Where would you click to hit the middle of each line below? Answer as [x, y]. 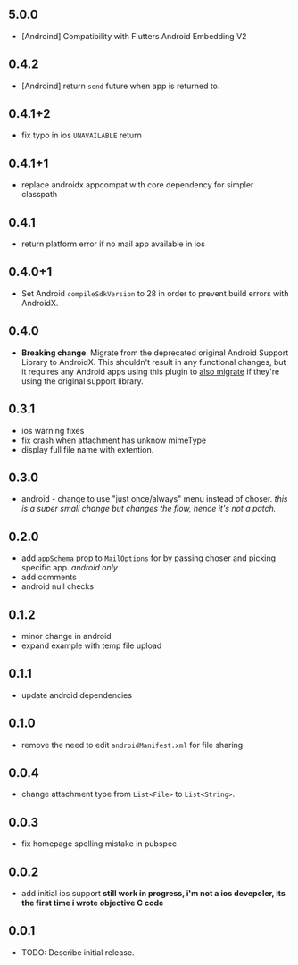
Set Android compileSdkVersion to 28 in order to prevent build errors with [155, 293]
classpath [39, 195]
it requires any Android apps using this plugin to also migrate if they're [150, 371]
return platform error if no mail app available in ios [113, 244]
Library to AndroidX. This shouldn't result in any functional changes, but [153, 362]
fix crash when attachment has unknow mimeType [114, 440]
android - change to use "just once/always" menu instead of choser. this [154, 499]
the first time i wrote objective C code [92, 903]
